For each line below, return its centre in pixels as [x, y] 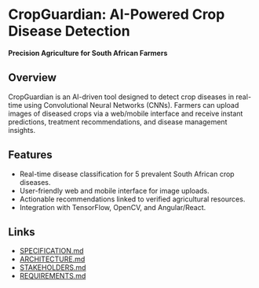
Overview [33, 78]
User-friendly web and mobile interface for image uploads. [114, 190]
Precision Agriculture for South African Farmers [88, 53]
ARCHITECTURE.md [52, 259]
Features [30, 155]
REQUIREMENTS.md [53, 276]
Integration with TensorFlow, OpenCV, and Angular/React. [113, 207]
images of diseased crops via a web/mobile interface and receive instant [126, 113]
